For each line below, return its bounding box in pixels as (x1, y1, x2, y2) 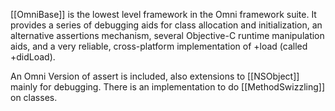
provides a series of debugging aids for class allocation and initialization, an (10, 19, 323, 31)
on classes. (10, 92, 58, 103)
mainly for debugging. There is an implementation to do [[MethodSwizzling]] (10, 81, 326, 93)
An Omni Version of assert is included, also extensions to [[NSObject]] (10, 70, 300, 82)
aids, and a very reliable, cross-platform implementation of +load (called (10, 40, 308, 52)
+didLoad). (10, 51, 56, 63)
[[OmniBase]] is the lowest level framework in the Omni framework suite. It (10, 9, 317, 20)
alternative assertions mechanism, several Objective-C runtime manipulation (10, 30, 325, 41)
